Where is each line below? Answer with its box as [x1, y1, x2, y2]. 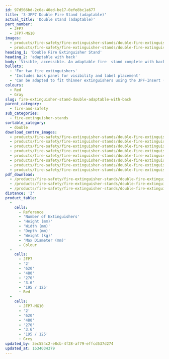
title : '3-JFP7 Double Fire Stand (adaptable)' [5, 12, 107, 17]
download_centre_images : [5, 129, 57, 134]
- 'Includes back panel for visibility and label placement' [10, 73, 141, 78]
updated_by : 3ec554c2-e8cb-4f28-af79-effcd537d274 [5, 341, 114, 346]
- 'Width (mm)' [18, 223, 51, 229]
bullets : [5, 64, 24, 69]
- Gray [10, 92, 24, 97]
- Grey [18, 337, 33, 342]
